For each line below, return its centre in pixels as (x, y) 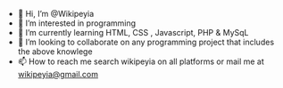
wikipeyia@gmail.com (58, 74)
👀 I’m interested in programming (77, 23)
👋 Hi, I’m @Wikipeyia (56, 14)
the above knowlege (55, 52)
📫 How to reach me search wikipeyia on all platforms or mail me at (141, 61)
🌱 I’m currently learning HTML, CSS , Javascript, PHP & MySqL (133, 32)
